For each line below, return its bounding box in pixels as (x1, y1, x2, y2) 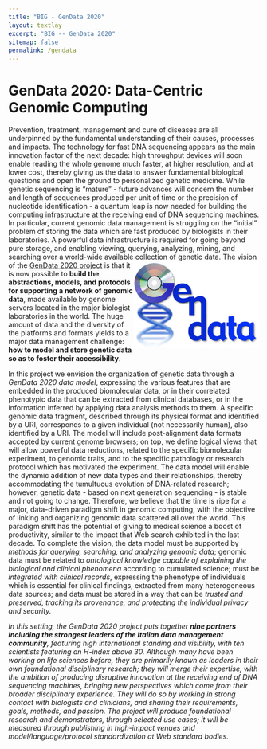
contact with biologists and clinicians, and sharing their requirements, (8, 698, 238, 708)
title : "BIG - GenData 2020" (8, 13, 105, 21)
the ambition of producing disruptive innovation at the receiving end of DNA (8, 673, 258, 682)
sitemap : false (8, 38, 59, 46)
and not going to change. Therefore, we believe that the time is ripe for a (8, 496, 247, 506)
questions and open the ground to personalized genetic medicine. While (8, 176, 245, 186)
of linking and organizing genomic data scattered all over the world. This (8, 513, 246, 523)
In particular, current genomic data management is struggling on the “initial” (8, 218, 257, 228)
